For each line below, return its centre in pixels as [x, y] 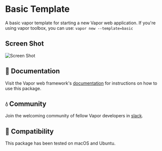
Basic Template [38, 9]
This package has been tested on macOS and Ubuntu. [60, 143]
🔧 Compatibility [29, 131]
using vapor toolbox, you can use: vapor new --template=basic [69, 28]
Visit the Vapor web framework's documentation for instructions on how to [81, 83]
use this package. [23, 88]
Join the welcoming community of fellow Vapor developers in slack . [74, 116]
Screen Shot [25, 44]
